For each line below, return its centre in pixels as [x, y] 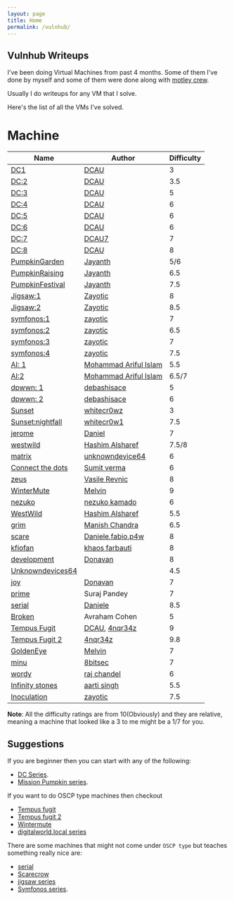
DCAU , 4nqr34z [110, 628]
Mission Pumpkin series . [53, 782]
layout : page [26, 14]
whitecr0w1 [104, 422]
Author [123, 158]
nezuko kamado [110, 503]
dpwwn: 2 [27, 399]
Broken [23, 617]
